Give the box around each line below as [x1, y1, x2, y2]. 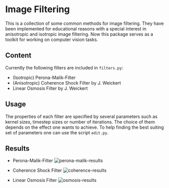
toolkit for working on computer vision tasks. [5, 36, 99, 43]
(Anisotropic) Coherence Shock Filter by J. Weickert [12, 80, 121, 86]
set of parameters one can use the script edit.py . [5, 129, 109, 135]
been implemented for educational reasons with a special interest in [5, 25, 147, 31]
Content [5, 51, 32, 60]
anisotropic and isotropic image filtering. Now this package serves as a [5, 31, 153, 37]
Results [5, 144, 30, 153]
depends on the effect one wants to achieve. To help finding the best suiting [5, 124, 164, 130]
